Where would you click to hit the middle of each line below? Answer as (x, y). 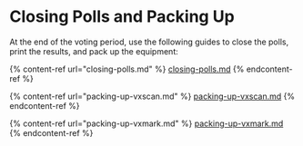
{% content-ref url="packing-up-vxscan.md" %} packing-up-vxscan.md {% (152, 96)
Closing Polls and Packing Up (122, 17)
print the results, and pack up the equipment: (94, 51)
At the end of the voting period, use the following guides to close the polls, (149, 42)
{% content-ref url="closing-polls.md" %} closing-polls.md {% (127, 69)
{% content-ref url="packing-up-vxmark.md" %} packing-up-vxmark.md (146, 123)
